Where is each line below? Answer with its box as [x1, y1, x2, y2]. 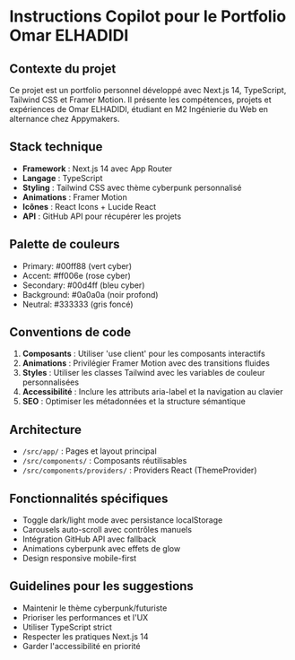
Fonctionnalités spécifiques [9, 491, 169, 506]
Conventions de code [9, 325, 132, 340]
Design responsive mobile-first [22, 553, 137, 564]
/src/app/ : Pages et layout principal [22, 446, 157, 456]
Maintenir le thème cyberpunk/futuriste [22, 603, 168, 613]
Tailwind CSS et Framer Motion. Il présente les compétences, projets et [9, 94, 272, 105]
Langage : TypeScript [22, 172, 103, 183]
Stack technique [9, 139, 103, 154]
